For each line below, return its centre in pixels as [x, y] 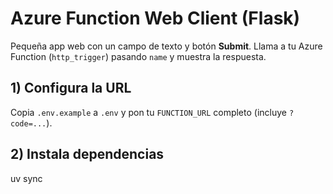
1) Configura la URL [71, 88]
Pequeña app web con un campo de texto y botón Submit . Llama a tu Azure [166, 46]
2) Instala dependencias [87, 154]
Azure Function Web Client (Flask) [155, 18]
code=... [28, 123]
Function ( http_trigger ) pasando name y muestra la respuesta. [138, 56]
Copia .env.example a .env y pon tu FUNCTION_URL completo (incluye [148, 112]
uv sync [26, 178]
